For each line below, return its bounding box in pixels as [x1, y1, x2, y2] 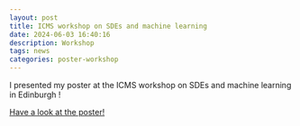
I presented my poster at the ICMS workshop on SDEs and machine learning [9, 80, 292, 90]
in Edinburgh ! [9, 89, 61, 100]
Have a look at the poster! [9, 107, 105, 117]
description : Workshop [9, 38, 95, 48]
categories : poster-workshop [9, 55, 119, 64]
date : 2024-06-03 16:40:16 [9, 30, 111, 39]
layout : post [9, 13, 59, 22]
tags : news [9, 47, 50, 56]
